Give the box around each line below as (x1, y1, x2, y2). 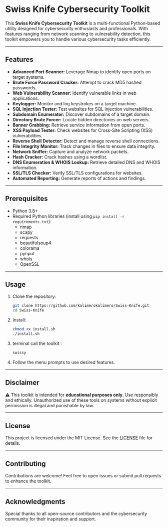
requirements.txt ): (12, 218, 51, 224)
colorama (19, 245, 40, 251)
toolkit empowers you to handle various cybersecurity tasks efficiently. (5, 36, 151, 42)
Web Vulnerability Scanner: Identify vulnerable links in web (12, 90, 136, 96)
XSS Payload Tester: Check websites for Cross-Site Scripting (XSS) (12, 127, 153, 133)
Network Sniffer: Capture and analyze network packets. (12, 148, 129, 154)
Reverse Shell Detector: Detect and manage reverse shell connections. (12, 138, 160, 144)
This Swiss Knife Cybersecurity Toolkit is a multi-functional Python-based (5, 20, 160, 26)
